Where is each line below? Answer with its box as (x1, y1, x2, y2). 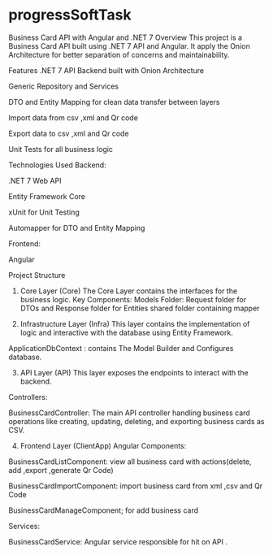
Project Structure (8, 270, 66, 280)
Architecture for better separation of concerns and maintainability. (8, 50, 230, 59)
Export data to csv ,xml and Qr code (8, 128, 129, 138)
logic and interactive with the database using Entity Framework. (19, 327, 233, 337)
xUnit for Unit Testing (8, 207, 80, 217)
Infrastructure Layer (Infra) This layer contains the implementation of (19, 319, 250, 328)
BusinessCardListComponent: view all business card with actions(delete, (8, 457, 252, 466)
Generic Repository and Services (8, 81, 119, 91)
